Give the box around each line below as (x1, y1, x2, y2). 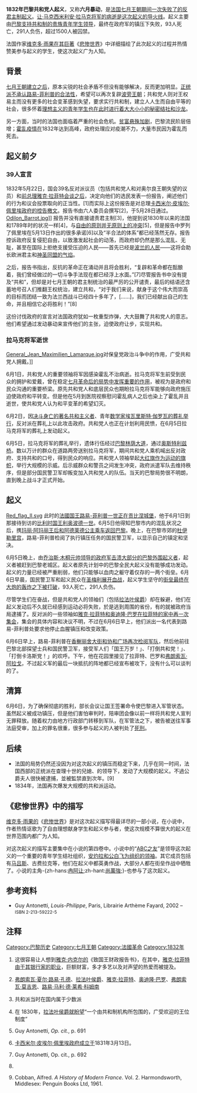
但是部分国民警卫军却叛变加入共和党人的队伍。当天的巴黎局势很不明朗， (16, 469, 191, 476)
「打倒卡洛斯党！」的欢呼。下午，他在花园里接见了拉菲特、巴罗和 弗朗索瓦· (6, 652, 188, 659)
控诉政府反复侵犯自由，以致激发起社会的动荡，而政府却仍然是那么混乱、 (6, 236, 181, 243)
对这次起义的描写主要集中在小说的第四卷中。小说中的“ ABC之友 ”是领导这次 (6, 845, 186, 852)
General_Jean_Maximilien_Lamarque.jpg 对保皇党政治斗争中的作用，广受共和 (6, 350, 191, 357)
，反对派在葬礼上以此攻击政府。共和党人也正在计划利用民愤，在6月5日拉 (11, 420, 187, 427)
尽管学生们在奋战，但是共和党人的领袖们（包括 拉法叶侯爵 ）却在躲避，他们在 (6, 596, 191, 603)
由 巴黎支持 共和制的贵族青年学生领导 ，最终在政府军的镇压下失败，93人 (6, 21, 177, 27)
